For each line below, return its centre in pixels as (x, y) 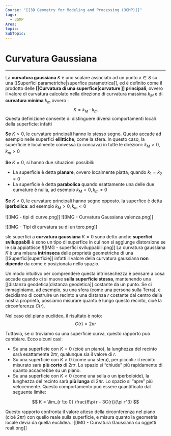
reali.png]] (16, 428)
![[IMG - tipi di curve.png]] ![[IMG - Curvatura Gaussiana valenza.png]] (79, 217)
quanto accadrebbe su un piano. (47, 370)
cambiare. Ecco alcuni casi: (34, 339)
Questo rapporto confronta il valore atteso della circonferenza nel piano (80, 412)
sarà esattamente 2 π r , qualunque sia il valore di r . (64, 354)
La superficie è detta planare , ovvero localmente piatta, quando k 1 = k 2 (87, 173)
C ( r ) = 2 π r (85, 324)
